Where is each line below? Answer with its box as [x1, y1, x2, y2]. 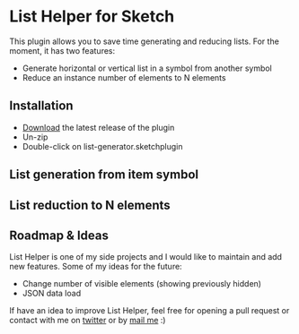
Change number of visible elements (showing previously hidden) [22, 278, 262, 289]
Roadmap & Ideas [9, 227, 110, 243]
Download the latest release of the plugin [22, 122, 175, 133]
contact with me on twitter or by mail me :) [9, 315, 166, 326]
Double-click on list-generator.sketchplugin [22, 141, 183, 151]
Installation [9, 98, 74, 114]
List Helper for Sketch [9, 6, 175, 27]
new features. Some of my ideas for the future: [9, 261, 182, 272]
